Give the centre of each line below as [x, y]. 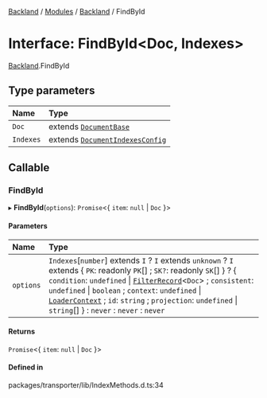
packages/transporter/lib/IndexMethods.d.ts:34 [86, 385]
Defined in [26, 367]
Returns [22, 332]
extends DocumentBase [89, 127]
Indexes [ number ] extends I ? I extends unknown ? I [141, 260]
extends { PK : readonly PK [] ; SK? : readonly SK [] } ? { [143, 270]
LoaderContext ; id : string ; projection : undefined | [143, 300]
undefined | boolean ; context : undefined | [125, 290]
